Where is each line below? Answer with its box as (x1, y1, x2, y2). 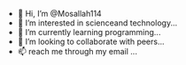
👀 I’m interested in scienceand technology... (17, 18, 178, 28)
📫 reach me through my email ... (17, 47, 137, 56)
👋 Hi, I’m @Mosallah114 (17, 9, 102, 18)
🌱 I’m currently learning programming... (17, 27, 161, 37)
